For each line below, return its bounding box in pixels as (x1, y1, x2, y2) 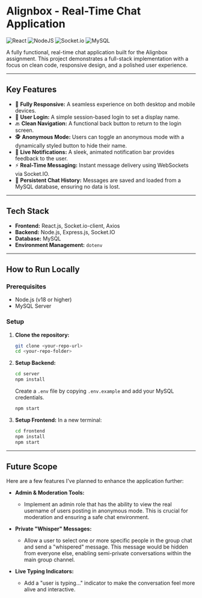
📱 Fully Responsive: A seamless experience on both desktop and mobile (14, 101, 195, 108)
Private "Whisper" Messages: (14, 525, 92, 532)
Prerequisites (6, 282, 46, 290)
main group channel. (23, 556, 75, 564)
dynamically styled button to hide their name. (14, 142, 127, 149)
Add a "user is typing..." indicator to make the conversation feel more (23, 579, 195, 587)
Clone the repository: (14, 331, 70, 338)
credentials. (14, 394, 44, 401)
